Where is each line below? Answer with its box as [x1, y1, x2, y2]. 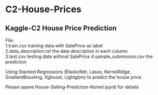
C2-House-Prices [5, 4, 82, 15]
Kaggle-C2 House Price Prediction [5, 24, 117, 33]
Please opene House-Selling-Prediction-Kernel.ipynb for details [5, 84, 139, 90]
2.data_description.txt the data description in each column [5, 48, 128, 54]
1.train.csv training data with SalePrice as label [5, 43, 103, 49]
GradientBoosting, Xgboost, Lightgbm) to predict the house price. [5, 74, 143, 80]
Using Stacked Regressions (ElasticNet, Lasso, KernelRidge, [5, 69, 131, 75]
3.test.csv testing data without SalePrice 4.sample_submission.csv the [5, 53, 153, 59]
